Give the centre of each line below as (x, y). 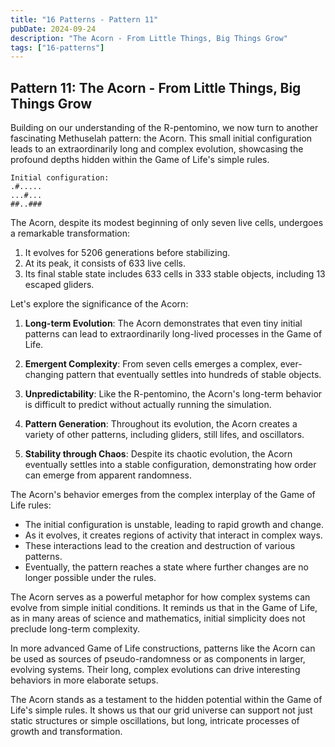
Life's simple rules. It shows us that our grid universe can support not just (161, 710)
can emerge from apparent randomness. (108, 475)
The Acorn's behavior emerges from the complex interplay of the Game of (163, 495)
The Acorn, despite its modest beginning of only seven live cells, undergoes (167, 223)
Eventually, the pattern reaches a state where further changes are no (167, 567)
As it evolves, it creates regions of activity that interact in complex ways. (173, 535)
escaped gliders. (59, 285)
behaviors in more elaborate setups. (84, 680)
